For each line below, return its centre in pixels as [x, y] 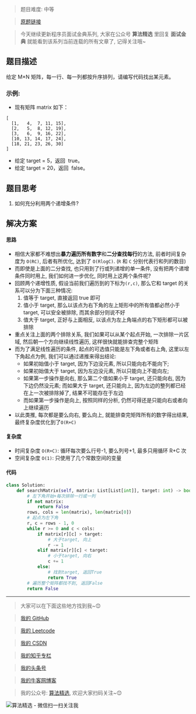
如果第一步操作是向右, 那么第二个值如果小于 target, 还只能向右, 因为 [104, 378]
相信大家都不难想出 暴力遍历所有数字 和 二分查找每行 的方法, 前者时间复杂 [100, 253]
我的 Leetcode [38, 631]
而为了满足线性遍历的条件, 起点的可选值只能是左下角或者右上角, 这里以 [99, 349]
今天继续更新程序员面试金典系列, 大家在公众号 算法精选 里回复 [95, 34]
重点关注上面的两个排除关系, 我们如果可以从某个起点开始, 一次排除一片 [99, 334]
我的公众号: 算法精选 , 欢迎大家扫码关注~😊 [71, 693]
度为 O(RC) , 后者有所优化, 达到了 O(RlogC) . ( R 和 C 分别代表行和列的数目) [100, 261]
